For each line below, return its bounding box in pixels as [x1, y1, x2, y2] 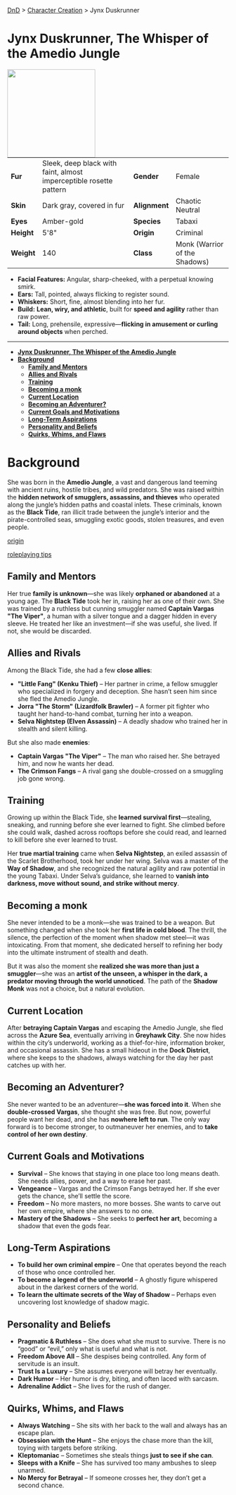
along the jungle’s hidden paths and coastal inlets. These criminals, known [7, 500, 223, 509]
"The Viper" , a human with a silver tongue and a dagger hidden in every [7, 612, 217, 620]
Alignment [133, 200, 169, 210]
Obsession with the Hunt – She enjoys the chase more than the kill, [17, 1437, 214, 1444]
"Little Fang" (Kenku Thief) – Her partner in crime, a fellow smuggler [17, 679, 218, 688]
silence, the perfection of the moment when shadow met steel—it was [7, 933, 210, 942]
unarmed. [17, 1466, 46, 1475]
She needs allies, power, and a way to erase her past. [17, 1177, 172, 1185]
